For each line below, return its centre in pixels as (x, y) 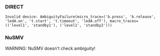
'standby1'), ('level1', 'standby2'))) (71, 25)
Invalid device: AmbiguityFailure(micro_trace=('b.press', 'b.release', (80, 17)
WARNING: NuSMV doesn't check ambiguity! (50, 48)
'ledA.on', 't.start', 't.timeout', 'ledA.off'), (57, 21)
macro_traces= (124, 21)
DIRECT (14, 7)
